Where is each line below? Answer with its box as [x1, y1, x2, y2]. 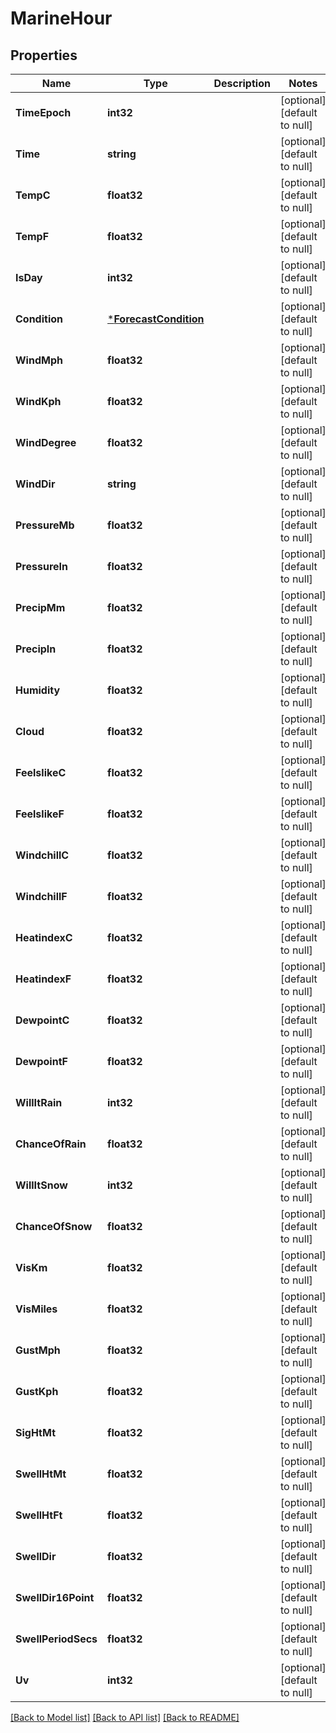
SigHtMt [15, 1426, 57, 1439]
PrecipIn [15, 642, 57, 656]
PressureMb [15, 518, 75, 532]
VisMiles [15, 1302, 58, 1316]
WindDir [15, 477, 56, 491]
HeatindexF [15, 972, 72, 986]
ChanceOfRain [15, 1137, 87, 1151]
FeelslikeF [15, 807, 65, 821]
